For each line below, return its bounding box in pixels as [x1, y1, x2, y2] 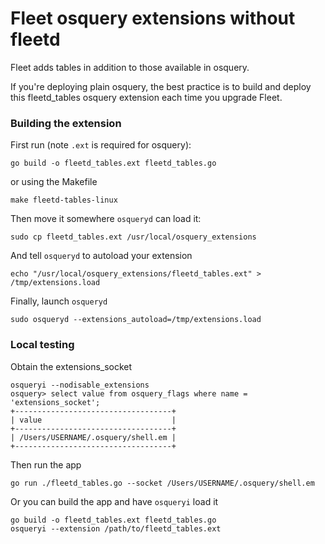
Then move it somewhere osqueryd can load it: [10, 213, 202, 225]
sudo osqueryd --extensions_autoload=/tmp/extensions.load [10, 315, 262, 325]
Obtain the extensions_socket [10, 360, 133, 372]
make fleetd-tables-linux [10, 195, 118, 206]
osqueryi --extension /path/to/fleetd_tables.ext [10, 523, 222, 534]
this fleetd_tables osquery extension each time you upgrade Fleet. [10, 91, 283, 103]
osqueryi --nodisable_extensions [10, 380, 150, 390]
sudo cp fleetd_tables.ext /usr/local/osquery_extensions [10, 232, 257, 242]
